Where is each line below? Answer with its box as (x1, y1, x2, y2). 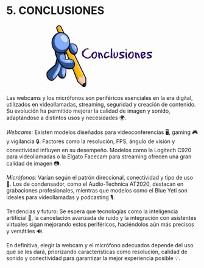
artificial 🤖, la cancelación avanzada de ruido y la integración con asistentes (6, 214, 197, 221)
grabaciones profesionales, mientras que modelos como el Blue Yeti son (6, 186, 188, 194)
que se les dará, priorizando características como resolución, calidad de (6, 248, 188, 255)
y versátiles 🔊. (6, 227, 44, 234)
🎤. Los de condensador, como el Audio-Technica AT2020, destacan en (6, 180, 184, 188)
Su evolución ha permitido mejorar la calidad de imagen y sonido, (6, 107, 171, 115)
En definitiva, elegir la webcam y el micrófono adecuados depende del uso (6, 241, 194, 249)
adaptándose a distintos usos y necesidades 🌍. (6, 114, 127, 121)
